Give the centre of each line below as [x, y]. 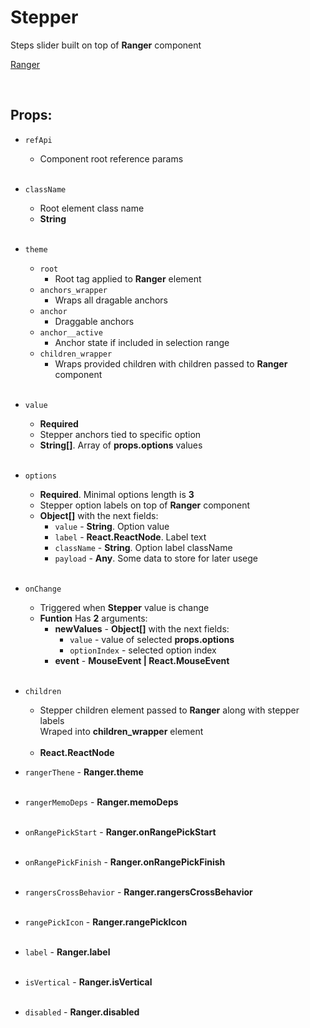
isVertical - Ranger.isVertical [88, 982]
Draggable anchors [94, 321]
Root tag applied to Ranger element [128, 278]
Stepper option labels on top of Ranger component [145, 505]
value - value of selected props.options [152, 639]
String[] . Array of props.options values [121, 445]
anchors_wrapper [73, 290]
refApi [38, 140]
